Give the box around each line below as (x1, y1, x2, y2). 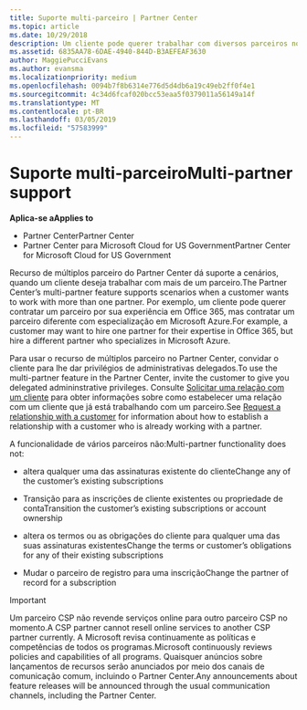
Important (9, 594, 47, 605)
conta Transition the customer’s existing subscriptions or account (22, 503, 267, 514)
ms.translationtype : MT (9, 98, 101, 108)
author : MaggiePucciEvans (9, 56, 108, 65)
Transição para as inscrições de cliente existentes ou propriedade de (22, 493, 283, 504)
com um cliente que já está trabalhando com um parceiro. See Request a (9, 401, 281, 412)
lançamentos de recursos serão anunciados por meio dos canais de (9, 661, 265, 672)
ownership (22, 512, 63, 523)
